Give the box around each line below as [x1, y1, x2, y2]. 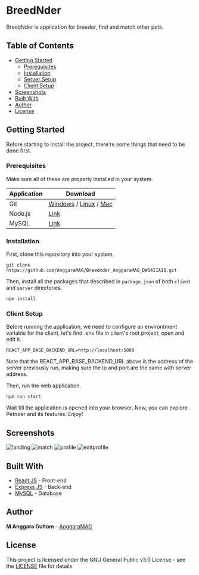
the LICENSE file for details [6, 562, 73, 570]
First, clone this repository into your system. [6, 250, 114, 258]
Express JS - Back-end [14, 484, 72, 491]
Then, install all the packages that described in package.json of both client [6, 278, 191, 285]
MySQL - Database [14, 490, 62, 497]
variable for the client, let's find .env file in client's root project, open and [6, 329, 185, 337]
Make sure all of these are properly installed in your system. [6, 175, 153, 182]
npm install [6, 296, 36, 302]
